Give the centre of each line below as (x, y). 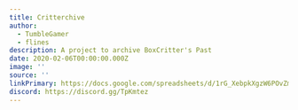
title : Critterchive (47, 17)
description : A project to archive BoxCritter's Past (111, 51)
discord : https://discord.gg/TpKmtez (79, 91)
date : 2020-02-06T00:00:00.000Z (69, 59)
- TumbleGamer (43, 34)
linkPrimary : (33, 83)
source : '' (29, 75)
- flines (33, 42)
